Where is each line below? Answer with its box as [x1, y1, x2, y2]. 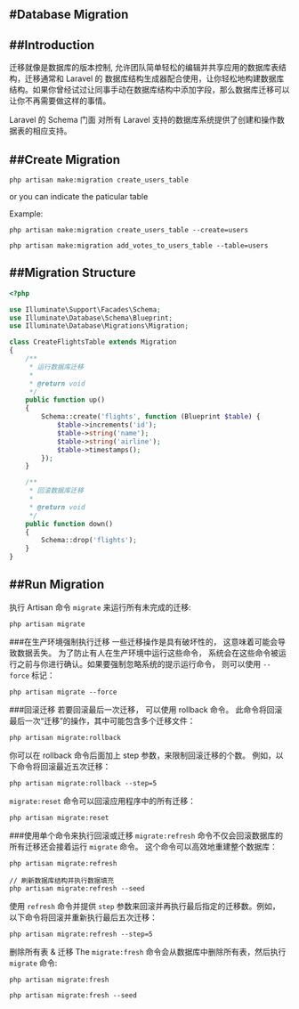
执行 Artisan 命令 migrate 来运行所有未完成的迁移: [9, 601, 191, 613]
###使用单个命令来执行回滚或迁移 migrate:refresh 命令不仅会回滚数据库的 [9, 830, 283, 841]
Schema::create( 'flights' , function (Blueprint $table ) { [41, 412, 261, 421]
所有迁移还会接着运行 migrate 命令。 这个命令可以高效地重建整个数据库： [9, 841, 278, 851]
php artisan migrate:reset [9, 813, 109, 822]
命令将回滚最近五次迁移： [16, 761, 111, 771]
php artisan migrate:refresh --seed [9, 883, 145, 893]
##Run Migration [9, 577, 105, 592]
